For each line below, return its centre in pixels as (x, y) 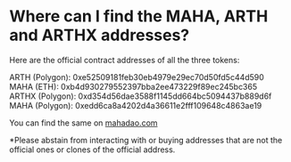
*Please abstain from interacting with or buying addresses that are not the (146, 140)
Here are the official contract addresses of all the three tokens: (125, 60)
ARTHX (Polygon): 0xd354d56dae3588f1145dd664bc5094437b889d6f (141, 96)
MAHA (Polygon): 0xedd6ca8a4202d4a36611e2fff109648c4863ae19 (136, 105)
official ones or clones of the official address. (92, 150)
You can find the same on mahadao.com (83, 123)
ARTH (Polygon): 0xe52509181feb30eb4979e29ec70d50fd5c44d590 (137, 77)
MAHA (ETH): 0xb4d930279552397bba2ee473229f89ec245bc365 (133, 86)
